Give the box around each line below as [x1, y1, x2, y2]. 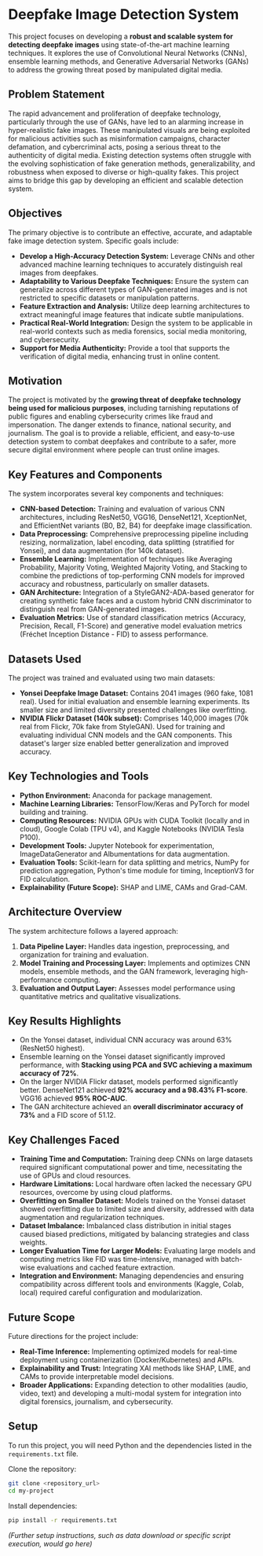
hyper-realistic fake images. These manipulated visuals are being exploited [8, 125, 250, 135]
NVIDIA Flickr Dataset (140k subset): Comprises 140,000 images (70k [19, 713, 249, 723]
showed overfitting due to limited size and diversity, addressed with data [19, 1204, 255, 1214]
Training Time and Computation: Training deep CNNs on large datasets [19, 1154, 254, 1163]
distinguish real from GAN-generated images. [19, 604, 167, 614]
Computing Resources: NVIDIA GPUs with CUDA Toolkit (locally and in [19, 816, 250, 825]
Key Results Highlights [8, 1015, 122, 1028]
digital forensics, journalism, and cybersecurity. [19, 1397, 174, 1407]
